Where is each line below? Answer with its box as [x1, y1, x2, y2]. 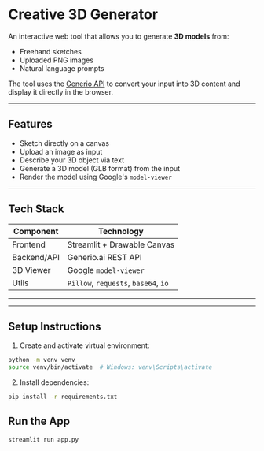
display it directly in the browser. [8, 87, 114, 96]
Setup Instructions [8, 319, 101, 333]
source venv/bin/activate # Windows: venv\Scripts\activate [8, 363, 213, 371]
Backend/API [12, 252, 60, 263]
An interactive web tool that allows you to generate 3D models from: [8, 32, 229, 41]
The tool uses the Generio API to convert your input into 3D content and [8, 79, 240, 88]
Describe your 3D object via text [19, 155, 124, 165]
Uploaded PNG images [19, 55, 94, 65]
